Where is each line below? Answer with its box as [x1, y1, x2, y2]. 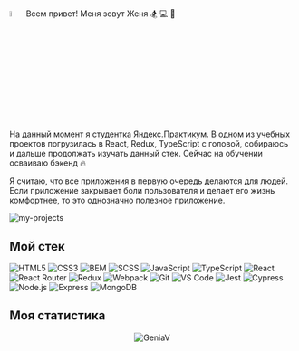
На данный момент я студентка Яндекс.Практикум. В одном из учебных [9, 128, 291, 139]
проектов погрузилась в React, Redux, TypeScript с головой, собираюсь [9, 138, 288, 149]
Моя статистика [9, 308, 106, 324]
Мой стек [9, 239, 65, 254]
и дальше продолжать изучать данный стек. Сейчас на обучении [9, 148, 263, 159]
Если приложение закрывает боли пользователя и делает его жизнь [9, 185, 275, 196]
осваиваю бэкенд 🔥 [9, 157, 86, 168]
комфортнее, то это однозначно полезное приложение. [9, 194, 226, 206]
